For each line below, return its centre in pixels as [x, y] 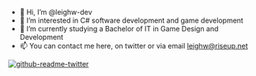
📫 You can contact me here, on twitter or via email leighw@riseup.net [134, 46]
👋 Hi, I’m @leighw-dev [56, 12]
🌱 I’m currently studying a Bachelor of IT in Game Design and [119, 29]
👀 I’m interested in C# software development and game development [131, 20]
